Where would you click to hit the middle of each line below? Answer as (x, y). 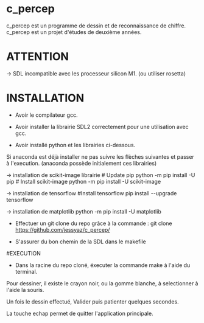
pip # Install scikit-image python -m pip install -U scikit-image (84, 181)
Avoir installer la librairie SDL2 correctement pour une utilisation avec (102, 127)
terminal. (26, 271)
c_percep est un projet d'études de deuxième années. (74, 32)
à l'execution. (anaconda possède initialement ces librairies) (82, 163)
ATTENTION (37, 57)
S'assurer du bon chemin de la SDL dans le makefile (80, 241)
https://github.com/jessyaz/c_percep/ (62, 229)
